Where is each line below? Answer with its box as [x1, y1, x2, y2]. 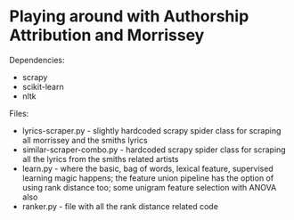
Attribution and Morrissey [9, 25, 205, 45]
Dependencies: [9, 54, 65, 65]
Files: [9, 108, 29, 118]
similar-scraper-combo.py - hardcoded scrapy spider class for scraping [21, 144, 287, 155]
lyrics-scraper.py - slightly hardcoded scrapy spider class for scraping [21, 125, 282, 135]
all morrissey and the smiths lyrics [21, 134, 149, 145]
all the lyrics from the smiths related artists [21, 153, 179, 164]
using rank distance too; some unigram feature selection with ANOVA [21, 182, 277, 192]
